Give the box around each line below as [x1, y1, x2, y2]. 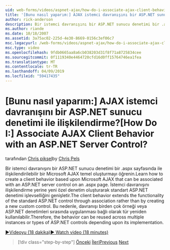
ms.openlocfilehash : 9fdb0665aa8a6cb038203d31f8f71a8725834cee [5, 50, 142, 55]
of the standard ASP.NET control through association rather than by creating [5, 198, 164, 204]
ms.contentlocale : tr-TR [5, 64, 58, 69]
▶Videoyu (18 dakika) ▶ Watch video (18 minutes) [5, 229, 109, 235]
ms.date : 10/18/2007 [5, 31, 49, 36]
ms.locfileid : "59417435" [5, 74, 60, 79]
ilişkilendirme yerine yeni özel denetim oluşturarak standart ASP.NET [5, 186, 148, 193]
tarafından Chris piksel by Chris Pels [5, 155, 80, 162]
